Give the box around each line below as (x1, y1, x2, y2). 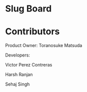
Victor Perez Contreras (5, 62, 52, 68)
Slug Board (5, 3, 52, 14)
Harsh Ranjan (5, 71, 33, 77)
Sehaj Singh (5, 81, 30, 87)
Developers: (5, 52, 30, 58)
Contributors (5, 26, 60, 37)
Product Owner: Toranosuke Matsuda (5, 42, 82, 48)
